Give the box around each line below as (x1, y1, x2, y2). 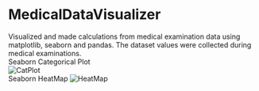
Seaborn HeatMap (8, 74, 69, 83)
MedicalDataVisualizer (8, 6, 161, 24)
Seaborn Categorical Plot (8, 57, 91, 66)
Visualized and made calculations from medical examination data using (8, 32, 241, 41)
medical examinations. (8, 48, 82, 58)
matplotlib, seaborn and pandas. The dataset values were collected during (8, 40, 252, 49)
